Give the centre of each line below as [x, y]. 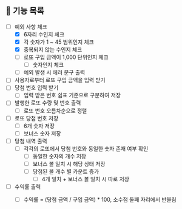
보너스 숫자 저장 [42, 133]
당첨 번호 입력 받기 [36, 87]
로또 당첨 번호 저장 [36, 118]
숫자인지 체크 [48, 65]
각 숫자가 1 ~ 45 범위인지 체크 [59, 42]
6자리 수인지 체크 [44, 34]
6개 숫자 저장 [39, 126]
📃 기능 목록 [25, 11]
